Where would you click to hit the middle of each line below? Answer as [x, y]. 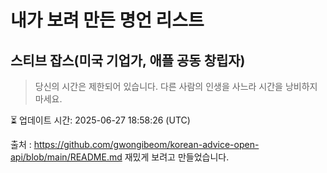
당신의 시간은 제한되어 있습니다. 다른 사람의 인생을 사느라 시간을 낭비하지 [176, 86]
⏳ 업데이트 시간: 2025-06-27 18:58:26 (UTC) [100, 120]
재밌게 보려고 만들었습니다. [177, 157]
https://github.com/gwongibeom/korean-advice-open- [146, 144]
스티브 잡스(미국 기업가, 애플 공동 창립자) [128, 60]
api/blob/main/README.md [66, 157]
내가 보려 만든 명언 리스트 [107, 20]
